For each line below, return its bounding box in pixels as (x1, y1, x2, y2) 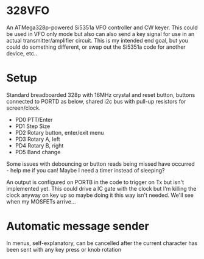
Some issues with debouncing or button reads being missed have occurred (6, 160, 195, 168)
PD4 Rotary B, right (15, 141, 64, 149)
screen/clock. (6, 104, 41, 112)
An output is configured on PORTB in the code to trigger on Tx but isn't (6, 178, 185, 186)
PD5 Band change (15, 148, 61, 155)
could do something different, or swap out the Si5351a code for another (6, 43, 186, 51)
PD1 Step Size (15, 122, 51, 130)
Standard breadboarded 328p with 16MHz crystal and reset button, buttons (6, 91, 195, 98)
